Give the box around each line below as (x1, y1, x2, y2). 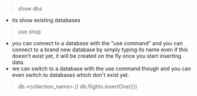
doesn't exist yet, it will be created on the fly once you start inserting (11, 52, 181, 59)
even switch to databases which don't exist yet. (11, 72, 130, 78)
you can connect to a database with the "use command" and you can (11, 40, 183, 47)
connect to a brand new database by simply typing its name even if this (11, 46, 189, 53)
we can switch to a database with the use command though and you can (11, 65, 192, 72)
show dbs (17, 5, 43, 12)
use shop (17, 28, 41, 35)
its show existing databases (11, 17, 81, 23)
